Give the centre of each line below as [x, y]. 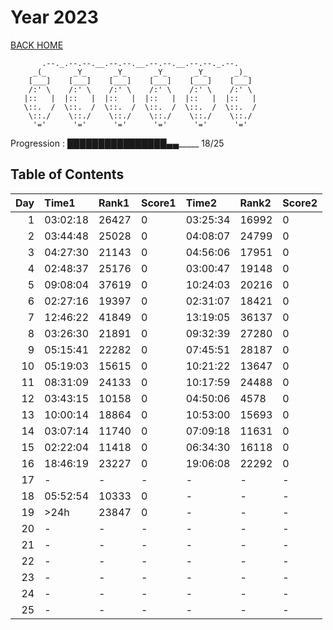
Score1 [158, 203]
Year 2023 [54, 17]
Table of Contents [67, 174]
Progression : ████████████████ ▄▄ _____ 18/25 [117, 143]
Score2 [300, 203]
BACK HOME [37, 45]
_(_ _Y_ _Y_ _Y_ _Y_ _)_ [140, 72]
